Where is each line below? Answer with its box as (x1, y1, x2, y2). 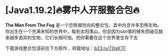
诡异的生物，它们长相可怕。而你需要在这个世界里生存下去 (18, 34, 138, 40)
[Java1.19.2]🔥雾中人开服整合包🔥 (5, 4, 140, 16)
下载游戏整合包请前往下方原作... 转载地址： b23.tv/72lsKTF (5, 45, 126, 51)
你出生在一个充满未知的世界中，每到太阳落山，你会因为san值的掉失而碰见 (5, 28, 159, 34)
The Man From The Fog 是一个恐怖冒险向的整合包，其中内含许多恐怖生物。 (5, 22, 162, 28)
